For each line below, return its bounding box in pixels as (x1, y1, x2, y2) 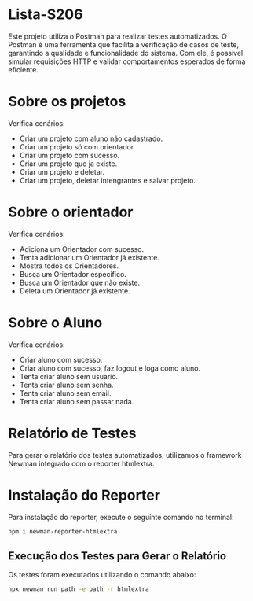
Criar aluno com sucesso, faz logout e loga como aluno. (19, 363, 201, 373)
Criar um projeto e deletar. (19, 167, 105, 176)
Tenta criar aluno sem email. (19, 388, 112, 398)
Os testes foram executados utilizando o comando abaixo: (8, 570, 196, 580)
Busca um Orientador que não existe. (19, 278, 140, 287)
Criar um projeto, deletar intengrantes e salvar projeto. (19, 175, 196, 185)
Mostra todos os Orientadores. (19, 261, 119, 271)
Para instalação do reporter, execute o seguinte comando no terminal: (8, 512, 234, 522)
